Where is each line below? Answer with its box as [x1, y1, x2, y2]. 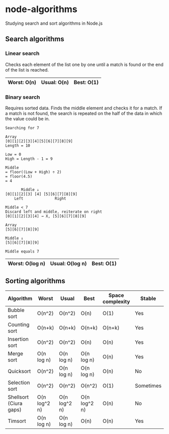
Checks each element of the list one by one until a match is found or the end [5, 61, 163, 68]
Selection [8, 379, 30, 386]
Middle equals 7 [5, 249, 39, 254]
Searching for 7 [5, 125, 39, 131]
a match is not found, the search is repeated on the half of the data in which [5, 110, 162, 116]
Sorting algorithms [5, 277, 65, 285]
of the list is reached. [5, 67, 49, 73]
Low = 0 [5, 152, 22, 157]
